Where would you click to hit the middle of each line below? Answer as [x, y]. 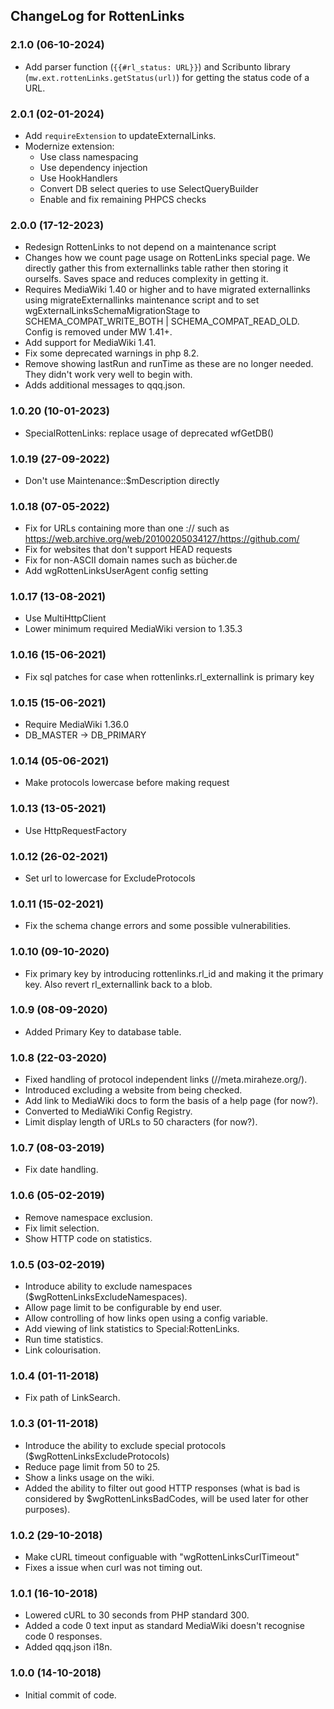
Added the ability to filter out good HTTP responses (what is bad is [162, 1488]
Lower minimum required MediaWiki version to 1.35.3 [133, 629]
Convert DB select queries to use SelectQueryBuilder [149, 188]
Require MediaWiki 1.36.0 [76, 725]
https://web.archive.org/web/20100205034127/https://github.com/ [162, 539]
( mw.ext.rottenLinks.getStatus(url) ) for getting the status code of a [167, 77]
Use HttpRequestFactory [75, 830]
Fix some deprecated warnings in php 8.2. [112, 353]
